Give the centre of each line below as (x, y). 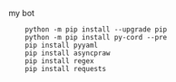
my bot (22, 13)
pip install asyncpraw (68, 53)
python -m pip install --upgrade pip (96, 30)
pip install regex (59, 61)
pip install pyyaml (62, 45)
